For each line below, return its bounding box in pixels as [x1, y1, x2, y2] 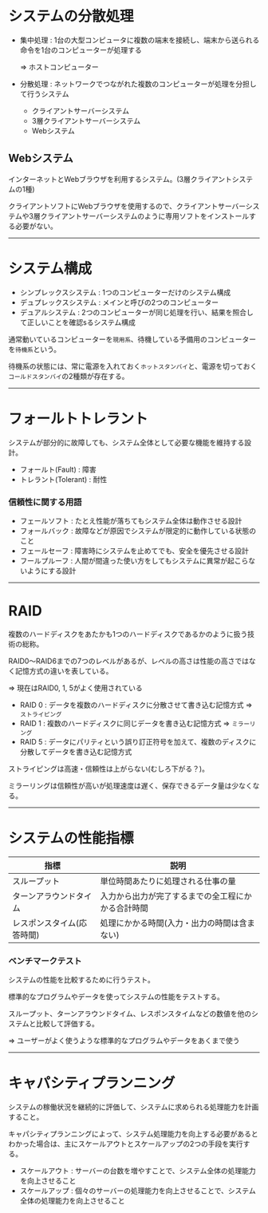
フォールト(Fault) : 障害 [19, 464, 97, 474]
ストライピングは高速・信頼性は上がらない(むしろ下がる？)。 [8, 764, 210, 773]
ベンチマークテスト [8, 955, 82, 966]
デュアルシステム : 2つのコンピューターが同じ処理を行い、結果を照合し [19, 307, 254, 317]
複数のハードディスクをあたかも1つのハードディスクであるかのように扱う [8, 629, 248, 638]
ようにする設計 [26, 566, 77, 575]
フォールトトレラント [8, 409, 149, 428]
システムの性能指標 [8, 829, 134, 848]
